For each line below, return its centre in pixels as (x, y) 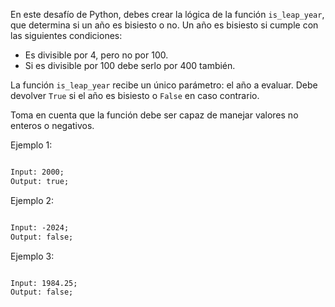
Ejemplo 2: (32, 200)
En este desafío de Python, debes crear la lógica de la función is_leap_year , (167, 14)
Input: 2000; (37, 172)
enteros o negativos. (52, 125)
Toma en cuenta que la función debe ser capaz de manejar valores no (154, 115)
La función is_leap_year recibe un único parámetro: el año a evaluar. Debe (164, 85)
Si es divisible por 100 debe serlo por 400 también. (130, 65)
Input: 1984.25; (44, 283)
